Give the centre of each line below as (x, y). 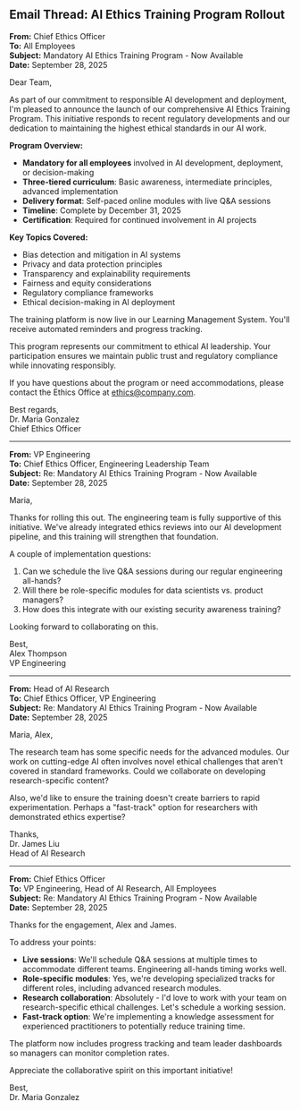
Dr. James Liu (34, 843)
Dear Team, (30, 82)
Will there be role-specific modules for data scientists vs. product (142, 590)
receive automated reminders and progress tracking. (106, 329)
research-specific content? (59, 780)
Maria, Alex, (31, 734)
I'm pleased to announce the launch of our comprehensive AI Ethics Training (150, 109)
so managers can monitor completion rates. (89, 1053)
